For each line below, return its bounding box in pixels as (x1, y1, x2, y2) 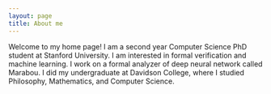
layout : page (8, 11, 53, 20)
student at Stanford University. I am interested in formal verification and (8, 50, 247, 60)
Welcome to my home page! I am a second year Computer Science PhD (8, 41, 248, 51)
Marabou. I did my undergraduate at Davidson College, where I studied (8, 67, 245, 77)
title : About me (8, 19, 63, 28)
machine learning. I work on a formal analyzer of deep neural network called (8, 58, 263, 69)
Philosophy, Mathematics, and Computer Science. (8, 76, 176, 86)
